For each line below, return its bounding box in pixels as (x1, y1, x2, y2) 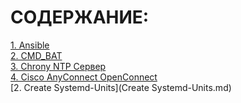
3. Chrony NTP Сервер (10, 60, 107, 72)
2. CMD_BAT (10, 49, 63, 61)
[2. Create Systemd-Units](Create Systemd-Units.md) (10, 81, 232, 93)
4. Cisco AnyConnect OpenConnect (10, 71, 158, 83)
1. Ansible (10, 39, 50, 51)
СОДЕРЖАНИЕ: (10, 6, 150, 29)
